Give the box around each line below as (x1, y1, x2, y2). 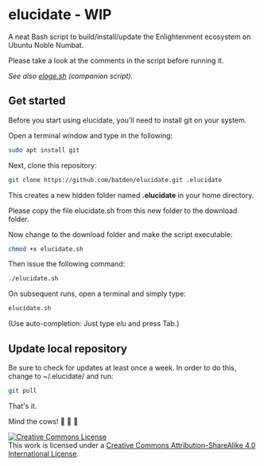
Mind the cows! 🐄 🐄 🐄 (8, 416, 79, 426)
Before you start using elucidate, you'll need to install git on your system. (8, 115, 247, 125)
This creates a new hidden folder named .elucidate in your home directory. (8, 190, 254, 200)
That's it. (8, 401, 37, 410)
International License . (8, 449, 80, 458)
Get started (8, 94, 66, 108)
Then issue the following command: (8, 259, 126, 269)
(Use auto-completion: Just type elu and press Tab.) (8, 319, 180, 328)
